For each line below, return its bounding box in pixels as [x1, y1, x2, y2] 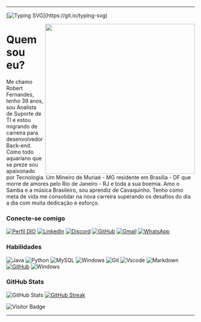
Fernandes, [6, 91, 34, 98]
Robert [6, 85, 23, 92]
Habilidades [6, 243, 42, 251]
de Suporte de [6, 110, 42, 117]
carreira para [6, 129, 38, 136]
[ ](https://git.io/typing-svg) [6, 12, 108, 19]
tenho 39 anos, [6, 97, 44, 104]
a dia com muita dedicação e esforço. [6, 199, 99, 206]
